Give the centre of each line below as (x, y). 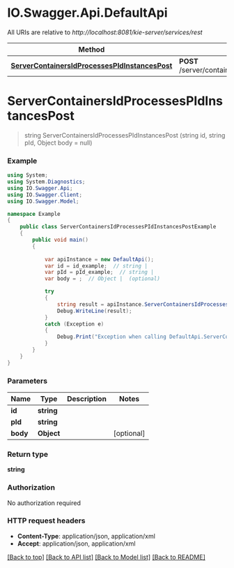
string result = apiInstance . (101, 304)
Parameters (27, 381)
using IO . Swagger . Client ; (45, 195)
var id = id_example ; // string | (96, 266)
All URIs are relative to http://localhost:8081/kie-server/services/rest (105, 32)
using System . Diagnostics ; (46, 182)
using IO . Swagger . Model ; (43, 201)
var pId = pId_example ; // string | (99, 272)
